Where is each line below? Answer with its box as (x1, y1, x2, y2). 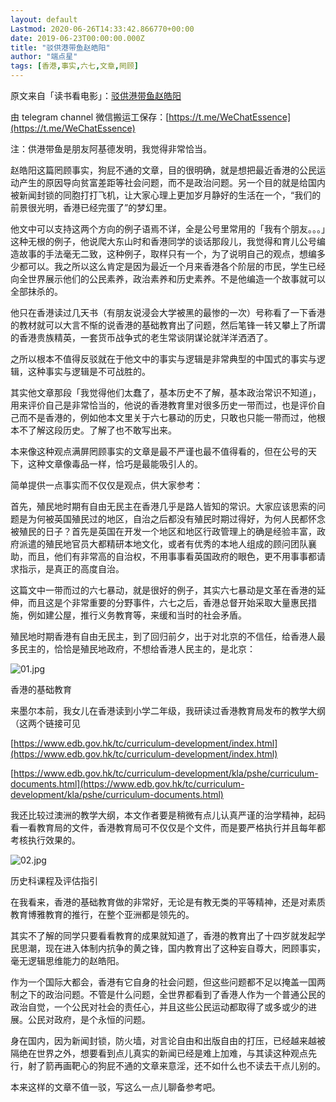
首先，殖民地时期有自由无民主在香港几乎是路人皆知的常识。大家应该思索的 (10, 501, 317, 512)
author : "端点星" (10, 52, 78, 62)
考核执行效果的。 (10, 834, 81, 846)
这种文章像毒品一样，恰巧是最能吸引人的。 (27, 458, 203, 470)
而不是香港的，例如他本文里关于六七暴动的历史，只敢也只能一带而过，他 (18, 412, 317, 423)
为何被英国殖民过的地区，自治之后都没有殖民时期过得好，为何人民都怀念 (27, 513, 326, 525)
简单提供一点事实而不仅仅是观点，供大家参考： (10, 479, 203, 491)
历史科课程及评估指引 (10, 875, 98, 886)
